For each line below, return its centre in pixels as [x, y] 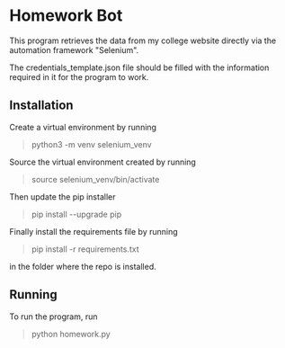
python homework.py [71, 334]
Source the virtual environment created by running [102, 162]
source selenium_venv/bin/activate [95, 179]
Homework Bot [66, 16]
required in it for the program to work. [79, 76]
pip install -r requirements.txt [85, 249]
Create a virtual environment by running [83, 127]
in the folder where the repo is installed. [83, 266]
